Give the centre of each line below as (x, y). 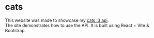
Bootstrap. (15, 30)
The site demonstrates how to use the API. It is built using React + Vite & (77, 25)
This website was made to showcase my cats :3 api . (57, 20)
